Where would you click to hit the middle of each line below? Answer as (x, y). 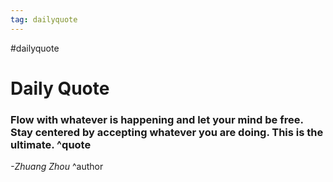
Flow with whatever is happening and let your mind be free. (157, 119)
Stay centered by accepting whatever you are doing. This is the (167, 132)
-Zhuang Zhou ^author (57, 167)
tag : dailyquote (44, 19)
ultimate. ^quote (51, 144)
